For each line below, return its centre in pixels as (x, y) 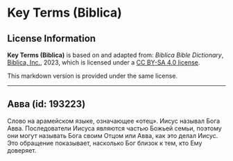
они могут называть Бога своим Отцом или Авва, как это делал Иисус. (113, 135)
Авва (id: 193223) (46, 104)
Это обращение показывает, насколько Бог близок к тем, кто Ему (105, 143)
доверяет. (22, 150)
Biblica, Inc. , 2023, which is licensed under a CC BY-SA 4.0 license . (104, 62)
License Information (51, 39)
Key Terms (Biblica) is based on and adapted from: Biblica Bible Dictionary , (115, 55)
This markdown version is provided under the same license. (93, 76)
